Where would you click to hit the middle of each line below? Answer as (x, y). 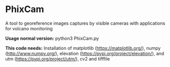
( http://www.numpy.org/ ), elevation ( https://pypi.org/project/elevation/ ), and (85, 53)
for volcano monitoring (29, 28)
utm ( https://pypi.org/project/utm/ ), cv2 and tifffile (58, 58)
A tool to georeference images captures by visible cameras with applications (85, 23)
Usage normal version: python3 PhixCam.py (52, 38)
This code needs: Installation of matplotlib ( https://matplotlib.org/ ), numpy (83, 48)
